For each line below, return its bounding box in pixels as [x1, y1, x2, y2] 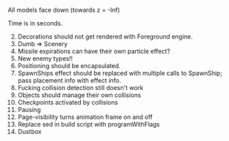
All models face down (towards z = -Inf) [8, 6, 121, 14]
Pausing [17, 106, 41, 113]
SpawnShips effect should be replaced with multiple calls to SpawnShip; [17, 69, 222, 77]
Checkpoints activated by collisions [17, 98, 119, 106]
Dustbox [17, 127, 42, 135]
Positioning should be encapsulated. [17, 62, 121, 69]
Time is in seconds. [8, 19, 63, 27]
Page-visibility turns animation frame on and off [17, 113, 153, 121]
